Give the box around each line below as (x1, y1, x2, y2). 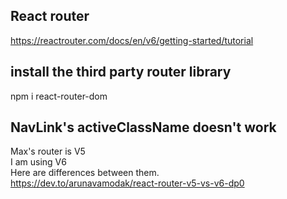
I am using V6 (10, 156, 67, 168)
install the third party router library (10, 64, 232, 81)
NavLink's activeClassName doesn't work (10, 119, 277, 136)
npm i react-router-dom (10, 90, 108, 102)
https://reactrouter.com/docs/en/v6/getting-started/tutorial (10, 34, 254, 46)
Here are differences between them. (10, 167, 160, 179)
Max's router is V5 (10, 145, 86, 158)
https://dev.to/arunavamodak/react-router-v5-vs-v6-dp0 (10, 177, 245, 189)
